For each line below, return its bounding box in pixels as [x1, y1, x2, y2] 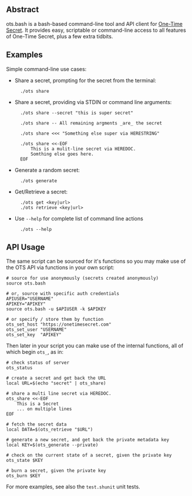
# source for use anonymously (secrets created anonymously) [6, 276, 159, 281]
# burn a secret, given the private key [6, 468, 107, 474]
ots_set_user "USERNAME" [6, 327, 67, 333]
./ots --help [20, 226, 52, 232]
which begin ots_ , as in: [6, 348, 63, 356]
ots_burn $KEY [6, 473, 41, 479]
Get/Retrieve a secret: [14, 188, 68, 195]
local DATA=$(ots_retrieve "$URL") [6, 427, 93, 433]
